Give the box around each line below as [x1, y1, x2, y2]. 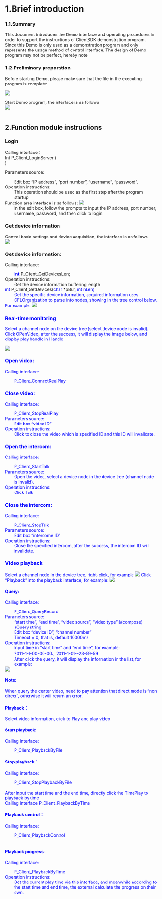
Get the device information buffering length [14, 282, 101, 288]
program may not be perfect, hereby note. [5, 52, 89, 58]
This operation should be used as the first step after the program [14, 189, 143, 195]
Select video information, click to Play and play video [5, 716, 111, 722]
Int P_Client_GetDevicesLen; [14, 271, 70, 277]
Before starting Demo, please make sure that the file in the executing [5, 75, 142, 81]
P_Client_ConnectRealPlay [14, 378, 66, 384]
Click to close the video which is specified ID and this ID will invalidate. [14, 431, 155, 437]
